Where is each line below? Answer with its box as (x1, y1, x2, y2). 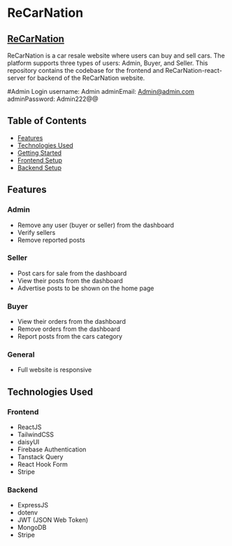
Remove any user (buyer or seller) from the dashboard (17, 221, 175, 229)
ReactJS (17, 423, 42, 432)
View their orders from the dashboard (17, 318, 126, 326)
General (7, 350, 35, 360)
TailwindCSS (17, 430, 55, 439)
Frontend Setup (17, 156, 63, 164)
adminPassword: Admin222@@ (7, 95, 99, 103)
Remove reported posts (17, 236, 85, 244)
